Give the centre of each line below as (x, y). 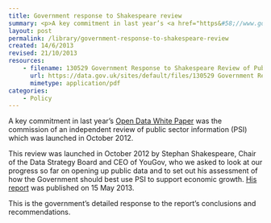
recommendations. (40, 212)
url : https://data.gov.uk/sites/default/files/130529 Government (142, 76)
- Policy (38, 98)
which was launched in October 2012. (71, 138)
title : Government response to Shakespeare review (95, 16)
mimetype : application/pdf (75, 83)
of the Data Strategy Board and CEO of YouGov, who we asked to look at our (135, 163)
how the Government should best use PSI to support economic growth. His (133, 180)
